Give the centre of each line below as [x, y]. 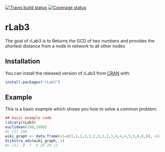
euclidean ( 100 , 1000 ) [26, 127]
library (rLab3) [21, 123]
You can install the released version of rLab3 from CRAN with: [68, 73]
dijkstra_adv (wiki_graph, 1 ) [35, 141]
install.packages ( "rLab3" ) [33, 82]
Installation [23, 61]
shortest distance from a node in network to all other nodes [65, 46]
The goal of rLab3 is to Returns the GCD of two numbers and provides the [80, 41]
